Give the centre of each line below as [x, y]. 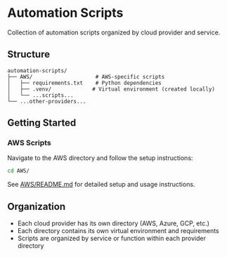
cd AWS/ [19, 171]
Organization [36, 206]
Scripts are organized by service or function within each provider [111, 238]
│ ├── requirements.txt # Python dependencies [84, 83]
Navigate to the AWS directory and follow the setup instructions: [100, 158]
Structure [29, 54]
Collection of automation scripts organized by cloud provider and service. [114, 32]
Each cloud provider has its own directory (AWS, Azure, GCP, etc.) [113, 223]
